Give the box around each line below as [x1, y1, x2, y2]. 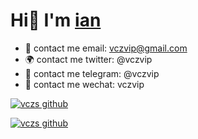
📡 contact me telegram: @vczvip [24, 67, 160, 79]
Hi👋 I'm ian [10, 9, 102, 32]
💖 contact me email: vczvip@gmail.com [24, 42, 188, 54]
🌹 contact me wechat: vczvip [24, 78, 145, 90]
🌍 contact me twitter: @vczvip [24, 53, 153, 65]
